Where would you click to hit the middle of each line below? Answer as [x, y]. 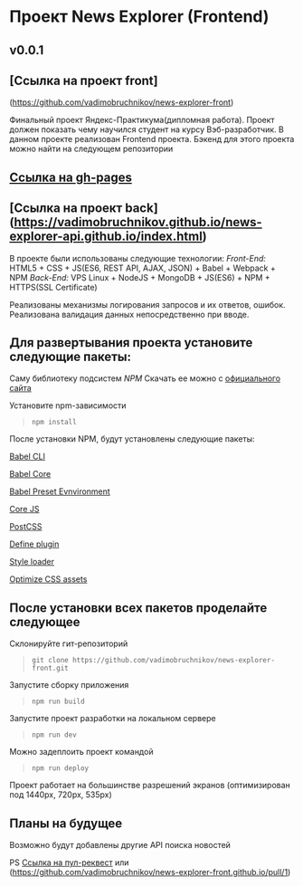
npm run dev [54, 735]
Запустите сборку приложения [69, 685]
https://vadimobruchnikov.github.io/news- [137, 222]
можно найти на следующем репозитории [91, 149]
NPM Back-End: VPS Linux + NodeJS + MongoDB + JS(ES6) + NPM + [140, 277]
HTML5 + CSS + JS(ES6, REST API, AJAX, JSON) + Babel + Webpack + [142, 268]
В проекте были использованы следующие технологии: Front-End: [138, 258]
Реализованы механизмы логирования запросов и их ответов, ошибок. [148, 304]
